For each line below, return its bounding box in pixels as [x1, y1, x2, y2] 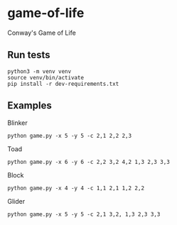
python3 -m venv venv [7, 67, 72, 75]
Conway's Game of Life [7, 28, 76, 37]
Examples [7, 99, 52, 111]
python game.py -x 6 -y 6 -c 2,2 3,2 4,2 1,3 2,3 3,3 [7, 158, 171, 165]
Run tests [7, 49, 50, 61]
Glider [7, 197, 26, 205]
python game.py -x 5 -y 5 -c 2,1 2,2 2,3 [7, 132, 132, 139]
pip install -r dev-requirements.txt [7, 80, 119, 87]
